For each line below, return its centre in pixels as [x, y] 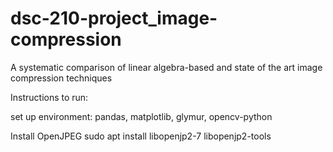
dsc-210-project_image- [114, 18]
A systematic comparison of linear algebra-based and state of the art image [166, 67]
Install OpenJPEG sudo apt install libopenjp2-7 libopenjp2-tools [141, 136]
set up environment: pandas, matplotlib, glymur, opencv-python [141, 116]
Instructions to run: [49, 97]
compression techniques [61, 78]
